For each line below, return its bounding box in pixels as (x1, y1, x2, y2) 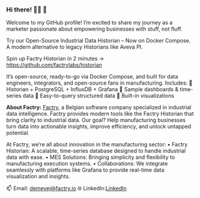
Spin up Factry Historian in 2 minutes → (6, 55, 105, 62)
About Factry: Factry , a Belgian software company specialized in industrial (6, 104, 192, 111)
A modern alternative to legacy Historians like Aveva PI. (6, 43, 143, 50)
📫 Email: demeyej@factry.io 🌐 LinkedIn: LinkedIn (6, 185, 127, 192)
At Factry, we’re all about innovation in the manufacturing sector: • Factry (6, 141, 188, 148)
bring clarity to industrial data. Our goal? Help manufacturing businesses (6, 116, 186, 124)
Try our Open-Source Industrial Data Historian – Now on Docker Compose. (6, 37, 191, 44)
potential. (6, 129, 30, 137)
